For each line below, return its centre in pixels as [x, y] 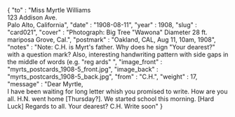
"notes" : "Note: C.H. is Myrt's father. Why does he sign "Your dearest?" [111, 47]
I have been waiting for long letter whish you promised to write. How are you [117, 91]
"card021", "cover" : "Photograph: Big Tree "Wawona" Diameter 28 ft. [108, 32]
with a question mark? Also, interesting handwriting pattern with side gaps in [118, 54]
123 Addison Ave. [32, 17]
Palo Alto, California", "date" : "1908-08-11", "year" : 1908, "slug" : [102, 25]
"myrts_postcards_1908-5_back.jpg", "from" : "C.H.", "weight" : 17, [102, 77]
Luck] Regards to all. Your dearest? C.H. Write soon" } [85, 106]
